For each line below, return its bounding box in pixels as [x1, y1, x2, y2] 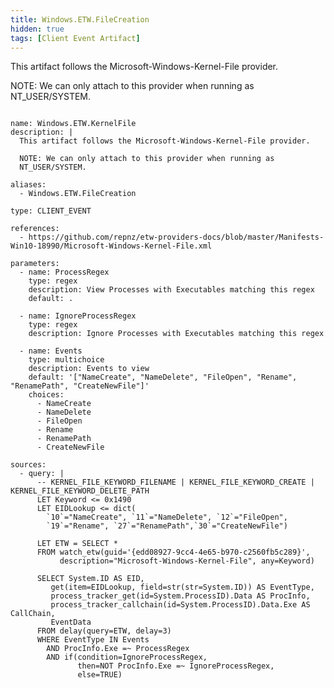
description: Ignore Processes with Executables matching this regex [28, 329, 325, 339]
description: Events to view [28, 364, 150, 374]
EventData [50, 617, 92, 628]
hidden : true [10, 24, 65, 34]
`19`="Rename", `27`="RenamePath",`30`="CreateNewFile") [46, 521, 288, 531]
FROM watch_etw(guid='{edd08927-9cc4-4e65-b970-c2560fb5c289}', [36, 547, 311, 558]
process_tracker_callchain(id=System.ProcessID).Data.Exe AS [50, 600, 311, 610]
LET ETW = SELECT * [36, 539, 118, 549]
